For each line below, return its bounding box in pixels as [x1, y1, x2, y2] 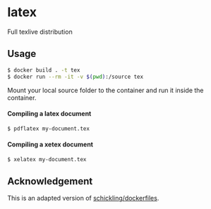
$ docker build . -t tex [7, 66, 80, 74]
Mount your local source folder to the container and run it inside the [7, 86, 204, 94]
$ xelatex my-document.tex [7, 156, 87, 163]
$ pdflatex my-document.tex [7, 125, 90, 132]
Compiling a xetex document [7, 140, 94, 148]
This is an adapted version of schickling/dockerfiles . [7, 194, 159, 203]
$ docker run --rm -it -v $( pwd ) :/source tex [7, 73, 143, 80]
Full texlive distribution [7, 27, 73, 36]
